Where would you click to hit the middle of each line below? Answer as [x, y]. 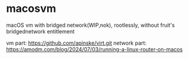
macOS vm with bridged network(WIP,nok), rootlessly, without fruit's [90, 25]
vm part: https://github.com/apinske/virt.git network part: [77, 43]
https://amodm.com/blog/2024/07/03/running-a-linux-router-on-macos [94, 49]
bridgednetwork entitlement [41, 31]
